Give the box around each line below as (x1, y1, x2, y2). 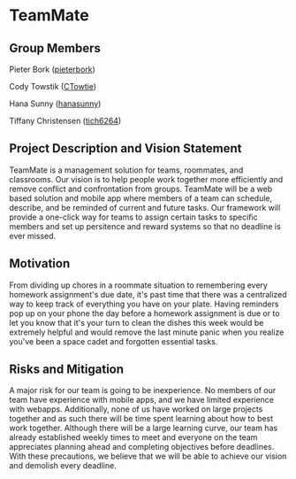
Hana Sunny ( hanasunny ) (9, 98, 102, 109)
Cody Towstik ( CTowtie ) (9, 81, 97, 91)
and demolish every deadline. (9, 460, 117, 471)
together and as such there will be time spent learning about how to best (9, 413, 274, 424)
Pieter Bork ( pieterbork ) (9, 64, 95, 74)
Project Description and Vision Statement (9, 141, 242, 156)
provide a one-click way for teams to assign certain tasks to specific (9, 212, 258, 222)
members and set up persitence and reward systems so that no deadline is (9, 220, 281, 231)
